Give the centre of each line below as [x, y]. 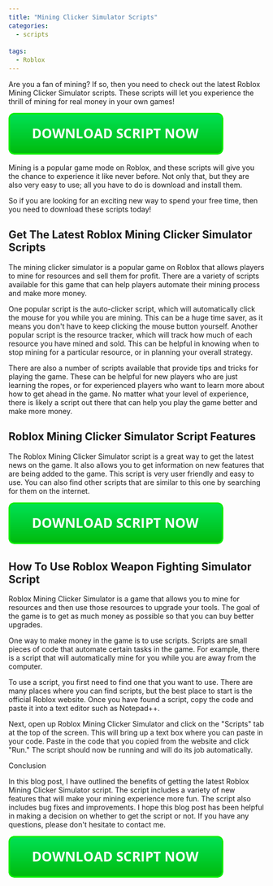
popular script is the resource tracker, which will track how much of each [130, 334]
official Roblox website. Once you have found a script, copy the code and [131, 700]
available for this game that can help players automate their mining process [134, 284]
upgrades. [26, 625]
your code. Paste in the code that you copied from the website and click [129, 741]
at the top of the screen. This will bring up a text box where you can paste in [136, 733]
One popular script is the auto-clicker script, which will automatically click [132, 308]
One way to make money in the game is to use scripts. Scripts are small [128, 641]
